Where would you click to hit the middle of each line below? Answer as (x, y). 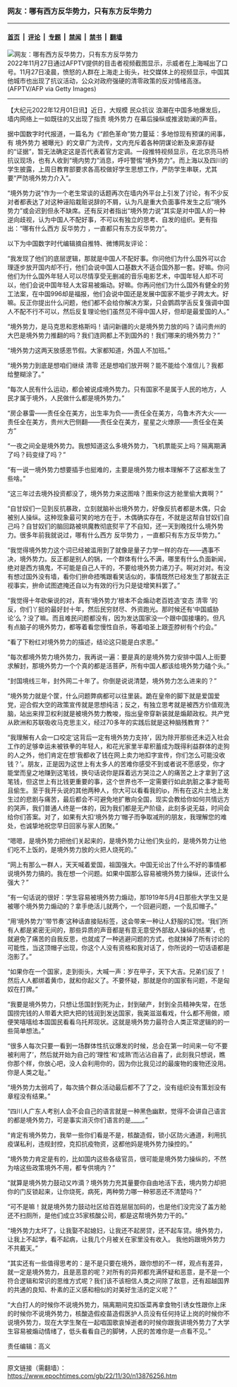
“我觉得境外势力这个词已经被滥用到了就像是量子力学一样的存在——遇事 (111, 550)
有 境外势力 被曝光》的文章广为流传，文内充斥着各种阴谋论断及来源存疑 (111, 142)
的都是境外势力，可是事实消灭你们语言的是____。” (78, 1120)
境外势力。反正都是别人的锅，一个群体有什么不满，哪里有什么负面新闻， (124, 558)
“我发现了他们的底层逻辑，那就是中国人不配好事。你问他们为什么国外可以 (114, 258)
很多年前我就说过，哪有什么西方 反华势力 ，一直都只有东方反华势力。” (120, 534)
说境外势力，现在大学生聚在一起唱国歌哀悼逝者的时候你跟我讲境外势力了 (112, 1322)
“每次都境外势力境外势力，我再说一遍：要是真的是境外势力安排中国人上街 (114, 657)
